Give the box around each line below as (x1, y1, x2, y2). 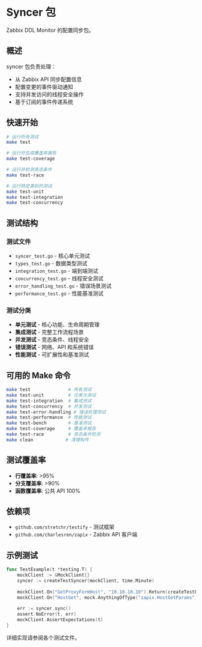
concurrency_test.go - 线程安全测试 (14, 275, 104, 282)
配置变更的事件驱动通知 (14, 83, 73, 90)
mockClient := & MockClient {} (17, 572, 90, 579)
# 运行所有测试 (6, 133, 39, 140)
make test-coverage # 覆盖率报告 (6, 426, 96, 432)
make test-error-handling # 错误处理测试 (6, 409, 106, 415)
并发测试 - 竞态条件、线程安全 (14, 336, 90, 343)
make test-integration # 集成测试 (6, 398, 92, 404)
